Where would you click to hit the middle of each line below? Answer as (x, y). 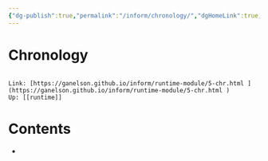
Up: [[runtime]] (35, 97)
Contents (40, 129)
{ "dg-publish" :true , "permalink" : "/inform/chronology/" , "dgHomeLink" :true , (135, 16)
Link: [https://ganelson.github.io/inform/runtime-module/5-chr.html (126, 83)
